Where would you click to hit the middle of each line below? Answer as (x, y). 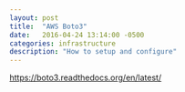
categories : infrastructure (63, 43)
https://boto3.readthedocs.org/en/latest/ (86, 77)
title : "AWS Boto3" (49, 26)
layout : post (34, 18)
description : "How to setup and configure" (93, 52)
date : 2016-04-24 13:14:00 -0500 (77, 35)
